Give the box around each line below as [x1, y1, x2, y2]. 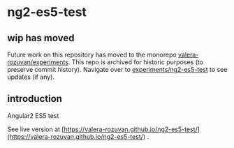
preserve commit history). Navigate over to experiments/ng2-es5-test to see [7, 66, 228, 73]
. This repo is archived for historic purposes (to [68, 58, 204, 66]
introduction [7, 93, 63, 105]
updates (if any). [7, 73, 54, 81]
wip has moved [7, 32, 75, 44]
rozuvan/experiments [7, 58, 68, 66]
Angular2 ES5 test [7, 111, 59, 119]
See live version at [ [7, 125, 64, 133]
